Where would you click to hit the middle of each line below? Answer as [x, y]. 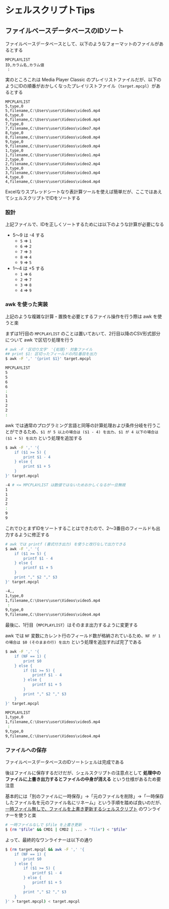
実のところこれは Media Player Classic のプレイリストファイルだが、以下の [83, 80]
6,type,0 [14, 115]
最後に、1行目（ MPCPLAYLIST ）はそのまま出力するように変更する [72, 625]
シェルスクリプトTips [50, 10]
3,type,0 [14, 168]
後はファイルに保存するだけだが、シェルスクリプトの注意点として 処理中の [83, 773]
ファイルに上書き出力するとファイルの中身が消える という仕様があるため [81, 779]
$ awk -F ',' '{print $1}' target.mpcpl [48, 359]
